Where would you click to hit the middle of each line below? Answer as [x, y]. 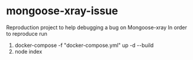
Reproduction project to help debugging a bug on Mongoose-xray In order [97, 27]
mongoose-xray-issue [62, 11]
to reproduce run [27, 33]
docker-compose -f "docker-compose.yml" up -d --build [84, 45]
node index [28, 51]
